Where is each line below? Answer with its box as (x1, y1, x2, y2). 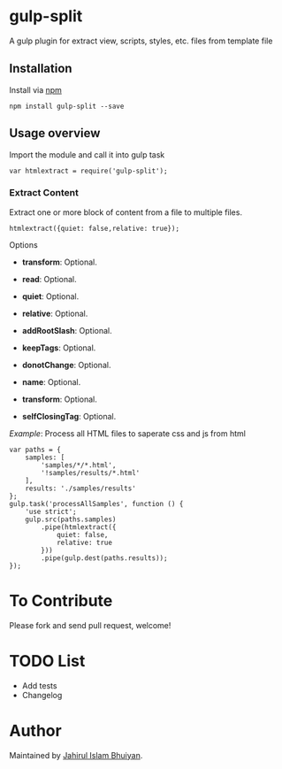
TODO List (9, 650, 86, 671)
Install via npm (9, 84, 62, 95)
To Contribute (9, 591, 113, 611)
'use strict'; (25, 507, 77, 516)
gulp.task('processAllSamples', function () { (9, 499, 184, 508)
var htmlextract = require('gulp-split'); (9, 166, 168, 175)
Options (9, 239, 38, 250)
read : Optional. (21, 273, 77, 284)
